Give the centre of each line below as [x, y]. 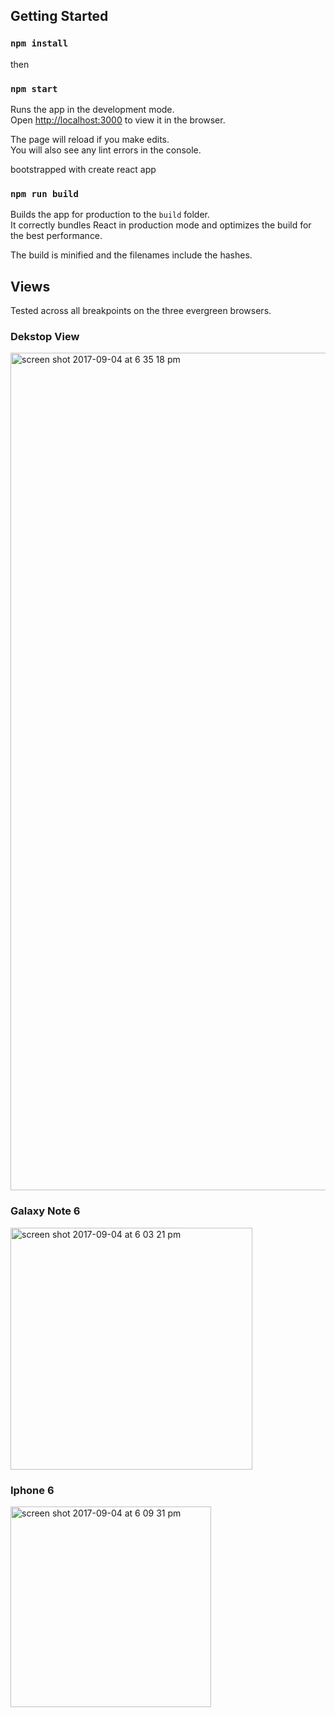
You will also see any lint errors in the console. [106, 150]
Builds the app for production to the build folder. [110, 215]
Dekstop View [45, 337]
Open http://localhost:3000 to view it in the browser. [118, 120]
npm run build [44, 193]
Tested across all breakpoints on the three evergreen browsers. [141, 311]
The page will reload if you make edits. [90, 139]
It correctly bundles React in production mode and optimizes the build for [161, 225]
